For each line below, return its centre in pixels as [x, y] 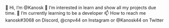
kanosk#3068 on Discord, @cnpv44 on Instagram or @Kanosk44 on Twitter [85, 20]
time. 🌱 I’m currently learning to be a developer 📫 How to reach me [76, 13]
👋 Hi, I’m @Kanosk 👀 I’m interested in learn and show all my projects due [81, 8]
